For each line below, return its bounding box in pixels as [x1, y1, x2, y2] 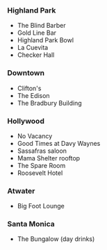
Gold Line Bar [17, 28, 57, 37]
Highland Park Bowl [17, 36, 74, 44]
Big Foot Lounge [17, 202, 65, 210]
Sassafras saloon [17, 147, 67, 155]
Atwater [7, 186, 35, 196]
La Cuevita [17, 44, 49, 52]
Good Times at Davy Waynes [17, 139, 101, 147]
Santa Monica [7, 219, 56, 229]
